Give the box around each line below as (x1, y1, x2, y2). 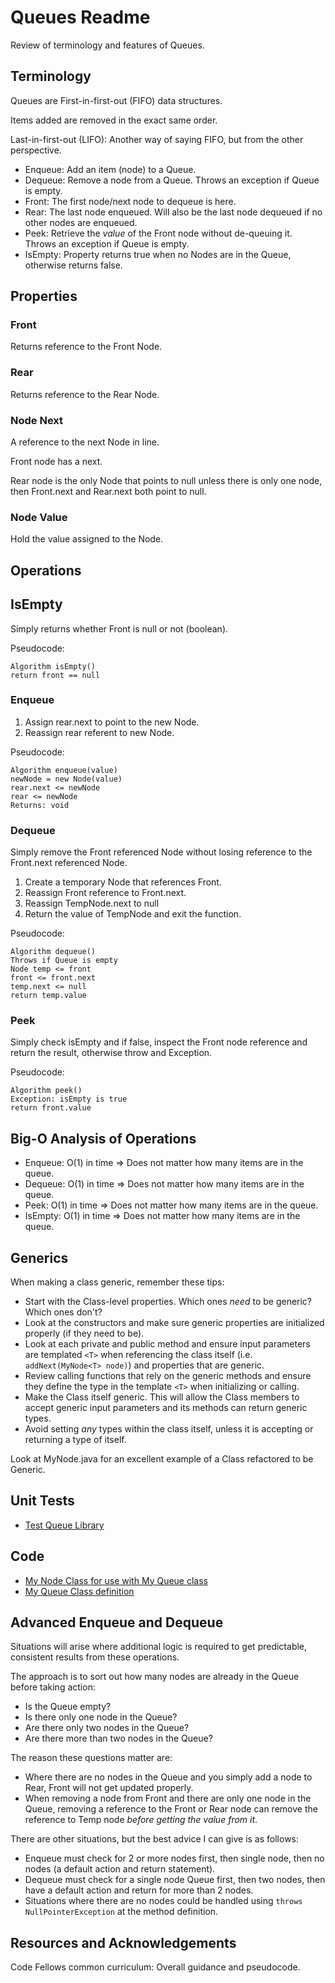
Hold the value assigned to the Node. (10, 533, 164, 545)
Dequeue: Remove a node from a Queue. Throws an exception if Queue (24, 174, 320, 186)
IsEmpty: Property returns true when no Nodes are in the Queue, (24, 248, 292, 260)
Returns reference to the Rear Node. (10, 388, 160, 400)
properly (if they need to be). (24, 1327, 145, 1340)
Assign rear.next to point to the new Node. (24, 716, 200, 728)
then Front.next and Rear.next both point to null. (10, 486, 207, 498)
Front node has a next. (10, 456, 103, 468)
